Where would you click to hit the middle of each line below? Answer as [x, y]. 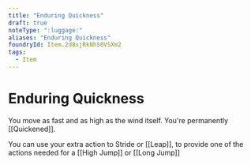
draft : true [28, 23]
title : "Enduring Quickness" [56, 15]
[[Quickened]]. [32, 129]
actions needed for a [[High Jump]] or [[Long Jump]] [94, 152]
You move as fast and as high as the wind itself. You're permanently [118, 120]
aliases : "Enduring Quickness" [60, 37]
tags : [17, 52]
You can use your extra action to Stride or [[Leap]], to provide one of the [126, 144]
